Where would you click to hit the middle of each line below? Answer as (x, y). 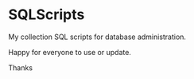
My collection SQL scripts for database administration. (97, 37)
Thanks (21, 67)
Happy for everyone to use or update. (70, 52)
